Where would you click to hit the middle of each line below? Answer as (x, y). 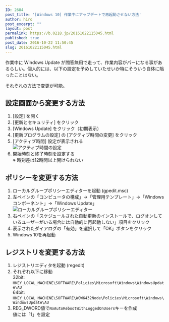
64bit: (19, 292)
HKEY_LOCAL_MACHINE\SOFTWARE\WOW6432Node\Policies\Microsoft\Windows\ (88, 298)
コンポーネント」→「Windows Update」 (55, 203)
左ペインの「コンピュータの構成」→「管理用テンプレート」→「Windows (88, 197)
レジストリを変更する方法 (45, 252)
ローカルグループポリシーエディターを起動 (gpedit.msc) (70, 191)
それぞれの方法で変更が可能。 (36, 86)
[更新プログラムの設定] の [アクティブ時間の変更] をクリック (75, 135)
